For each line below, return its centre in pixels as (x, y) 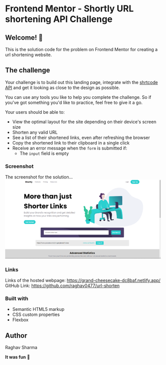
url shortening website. (29, 55)
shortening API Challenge (59, 19)
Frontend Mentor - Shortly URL (69, 9)
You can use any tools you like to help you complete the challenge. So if (78, 97)
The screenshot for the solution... (39, 177)
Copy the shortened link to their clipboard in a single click (71, 143)
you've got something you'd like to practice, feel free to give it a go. (74, 102)
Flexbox (20, 320)
